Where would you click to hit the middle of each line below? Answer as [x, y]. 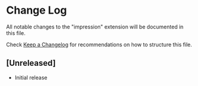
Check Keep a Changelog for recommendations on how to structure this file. [99, 44]
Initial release [31, 77]
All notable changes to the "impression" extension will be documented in [95, 27]
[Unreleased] [31, 63]
